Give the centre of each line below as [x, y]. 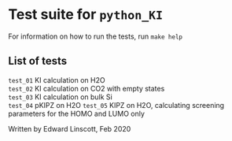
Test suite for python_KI [86, 15]
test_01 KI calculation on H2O [57, 80]
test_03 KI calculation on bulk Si [60, 97]
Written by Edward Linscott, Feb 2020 [70, 128]
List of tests [38, 61]
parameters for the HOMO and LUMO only [77, 113]
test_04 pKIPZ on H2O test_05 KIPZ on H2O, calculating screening [116, 105]
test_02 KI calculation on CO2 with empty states [87, 88]
